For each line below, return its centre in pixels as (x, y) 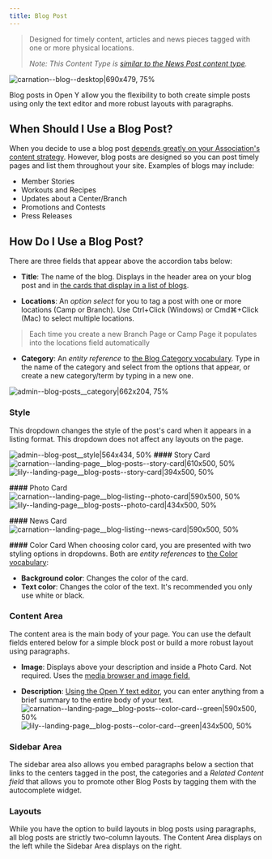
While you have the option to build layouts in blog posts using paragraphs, (133, 829)
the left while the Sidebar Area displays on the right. (96, 846)
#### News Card (38, 520)
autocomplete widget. (46, 790)
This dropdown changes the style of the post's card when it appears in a (130, 430)
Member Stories (48, 181)
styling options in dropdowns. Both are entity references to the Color (123, 554)
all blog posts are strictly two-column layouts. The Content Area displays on (136, 838)
